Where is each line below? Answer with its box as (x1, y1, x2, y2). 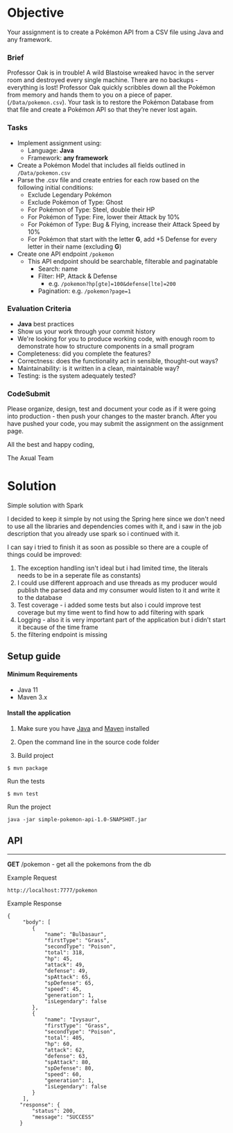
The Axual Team (7, 454, 54, 462)
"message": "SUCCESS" (32, 1114, 95, 1120)
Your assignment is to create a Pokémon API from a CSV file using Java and (7, 28, 224, 36)
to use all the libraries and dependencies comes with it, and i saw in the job (7, 522, 222, 530)
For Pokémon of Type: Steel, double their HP (27, 205, 155, 214)
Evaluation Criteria (7, 304, 71, 314)
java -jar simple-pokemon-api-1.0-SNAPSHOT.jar (7, 816, 148, 823)
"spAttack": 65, (44, 973, 92, 981)
